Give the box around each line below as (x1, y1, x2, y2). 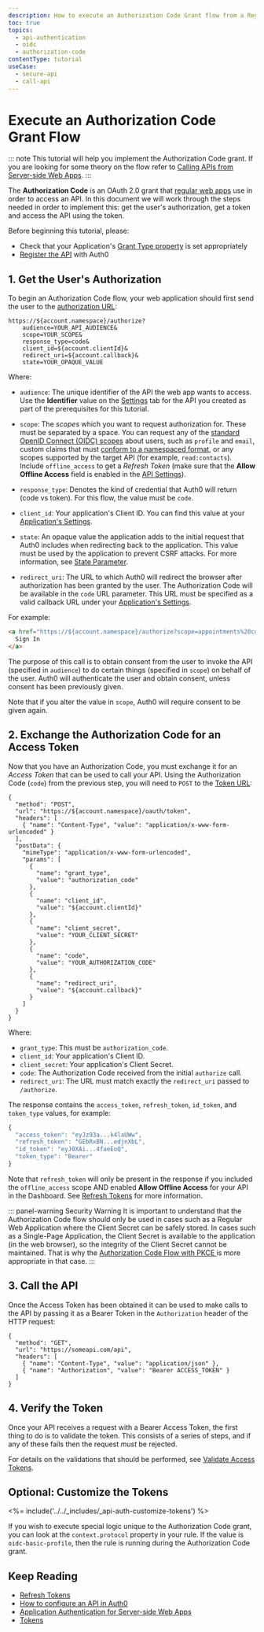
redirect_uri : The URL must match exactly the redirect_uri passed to (19, 1076, 250, 1086)
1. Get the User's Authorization (8, 272, 162, 286)
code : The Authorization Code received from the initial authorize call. (19, 1068, 242, 1077)
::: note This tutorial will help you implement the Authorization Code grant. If (8, 154, 253, 164)
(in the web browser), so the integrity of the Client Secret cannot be (8, 1239, 228, 1249)
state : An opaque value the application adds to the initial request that (19, 532, 244, 541)
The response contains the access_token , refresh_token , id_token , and (8, 1099, 237, 1110)
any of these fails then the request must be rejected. (8, 1439, 178, 1449)
